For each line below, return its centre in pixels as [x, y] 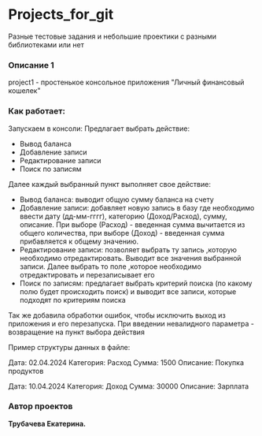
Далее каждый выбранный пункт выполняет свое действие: [109, 184]
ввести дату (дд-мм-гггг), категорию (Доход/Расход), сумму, [124, 216]
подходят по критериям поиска [72, 300]
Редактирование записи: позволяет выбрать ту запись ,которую [128, 249]
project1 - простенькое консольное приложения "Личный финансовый [126, 82]
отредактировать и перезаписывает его [87, 274]
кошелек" [24, 91]
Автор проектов [41, 406]
